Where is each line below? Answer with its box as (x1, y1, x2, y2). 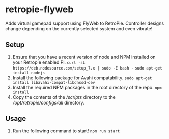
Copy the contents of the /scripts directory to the (12, 94, 116, 100)
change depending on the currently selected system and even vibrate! (5, 25, 153, 31)
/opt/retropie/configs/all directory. (12, 99, 85, 106)
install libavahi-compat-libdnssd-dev (12, 80, 95, 85)
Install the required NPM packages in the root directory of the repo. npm (12, 84, 162, 90)
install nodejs (12, 70, 45, 75)
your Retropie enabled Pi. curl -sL (12, 59, 86, 65)
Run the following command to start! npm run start (12, 128, 120, 134)
